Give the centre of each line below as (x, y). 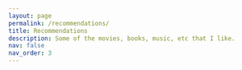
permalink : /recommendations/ (59, 23)
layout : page (30, 16)
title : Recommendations (48, 31)
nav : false (27, 46)
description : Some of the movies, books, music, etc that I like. (122, 38)
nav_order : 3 (30, 53)
